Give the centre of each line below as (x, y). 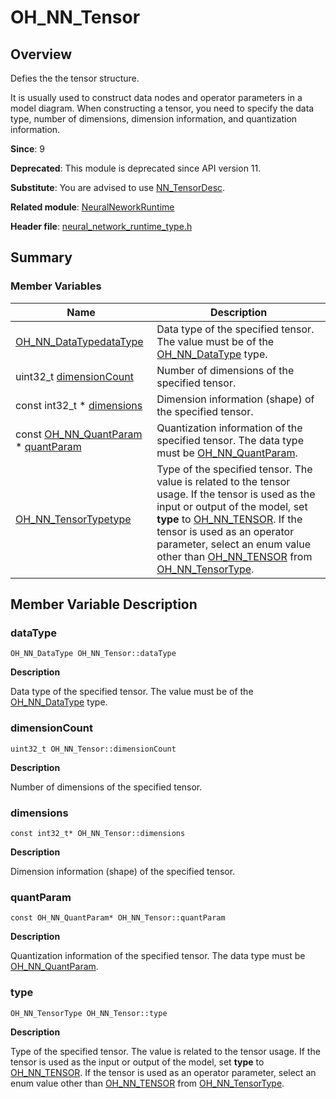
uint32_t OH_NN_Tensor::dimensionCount (93, 749)
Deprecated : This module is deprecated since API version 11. (136, 168)
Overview (41, 54)
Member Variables (56, 286)
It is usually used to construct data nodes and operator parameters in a (156, 97)
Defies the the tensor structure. (75, 78)
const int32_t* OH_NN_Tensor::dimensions (98, 833)
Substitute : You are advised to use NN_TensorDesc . (118, 187)
